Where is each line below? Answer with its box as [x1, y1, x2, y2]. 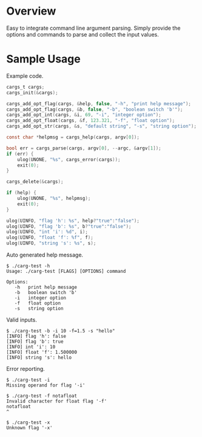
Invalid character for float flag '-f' [6, 398, 107, 404]
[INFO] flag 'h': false [6, 333, 67, 339]
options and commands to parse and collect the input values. [6, 30, 160, 38]
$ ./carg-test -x [6, 419, 50, 425]
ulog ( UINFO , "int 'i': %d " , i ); [6, 229, 88, 235]
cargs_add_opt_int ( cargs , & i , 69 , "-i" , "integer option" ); [6, 112, 162, 118]
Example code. [6, 72, 44, 80]
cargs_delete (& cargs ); [6, 179, 64, 185]
